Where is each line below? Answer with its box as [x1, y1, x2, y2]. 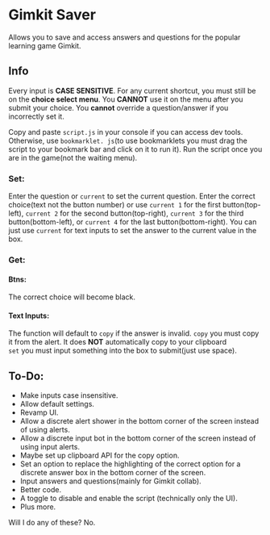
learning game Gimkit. [8, 40, 82, 50]
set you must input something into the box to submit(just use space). [8, 345, 238, 356]
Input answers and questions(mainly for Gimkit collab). [19, 476, 201, 486]
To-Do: [8, 369, 44, 382]
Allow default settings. [19, 399, 95, 409]
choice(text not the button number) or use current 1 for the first [8, 200, 222, 210]
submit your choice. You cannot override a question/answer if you [8, 102, 229, 112]
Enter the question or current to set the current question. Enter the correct [8, 191, 255, 201]
